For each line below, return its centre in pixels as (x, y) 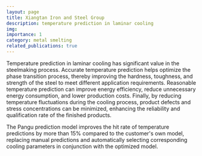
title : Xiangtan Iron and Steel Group (55, 18)
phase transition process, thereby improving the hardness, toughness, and (99, 76)
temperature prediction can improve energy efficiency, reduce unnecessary (101, 89)
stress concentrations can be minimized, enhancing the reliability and (93, 108)
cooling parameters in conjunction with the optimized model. (82, 146)
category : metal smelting (39, 40)
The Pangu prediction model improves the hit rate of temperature (88, 127)
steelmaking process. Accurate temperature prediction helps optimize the (99, 69)
